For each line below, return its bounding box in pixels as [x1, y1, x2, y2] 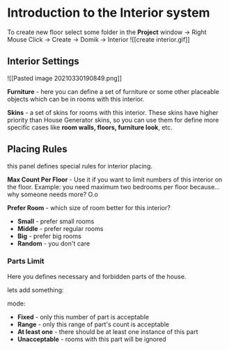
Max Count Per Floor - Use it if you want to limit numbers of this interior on [7, 175, 223, 184]
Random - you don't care [17, 239, 90, 248]
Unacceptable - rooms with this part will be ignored [17, 335, 166, 343]
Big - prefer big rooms [17, 232, 81, 240]
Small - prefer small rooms [17, 217, 95, 225]
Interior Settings [7, 56, 79, 67]
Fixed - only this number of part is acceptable [17, 312, 150, 321]
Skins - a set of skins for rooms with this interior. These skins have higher [7, 108, 219, 116]
